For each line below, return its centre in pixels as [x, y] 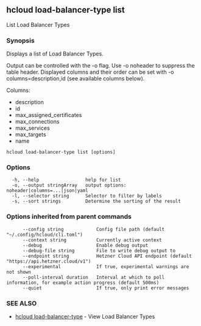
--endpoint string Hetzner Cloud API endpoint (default [107, 256]
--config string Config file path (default [93, 229]
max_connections [37, 122]
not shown [19, 272]
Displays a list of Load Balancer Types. [55, 54]
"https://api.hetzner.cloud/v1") [49, 261]
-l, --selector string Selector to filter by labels [87, 196]
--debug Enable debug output [85, 245]
